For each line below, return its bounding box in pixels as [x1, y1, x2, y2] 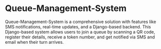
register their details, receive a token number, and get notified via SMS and [5, 34, 155, 40]
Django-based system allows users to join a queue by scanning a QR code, [5, 29, 156, 35]
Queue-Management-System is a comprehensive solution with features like [5, 19, 157, 24]
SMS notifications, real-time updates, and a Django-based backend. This [5, 24, 151, 29]
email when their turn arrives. [5, 39, 64, 45]
